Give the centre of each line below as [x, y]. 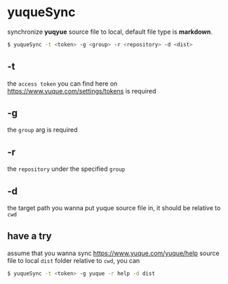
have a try [29, 236]
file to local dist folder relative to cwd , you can [74, 260]
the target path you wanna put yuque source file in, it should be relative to [114, 208]
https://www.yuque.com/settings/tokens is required [82, 91]
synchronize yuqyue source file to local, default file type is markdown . [110, 32]
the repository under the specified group [66, 169]
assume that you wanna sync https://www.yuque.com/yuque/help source [113, 253]
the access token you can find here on [62, 83]
